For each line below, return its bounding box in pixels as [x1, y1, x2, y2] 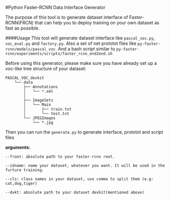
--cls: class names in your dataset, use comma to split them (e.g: [5, 177, 154, 182]
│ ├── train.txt [23, 107, 72, 112]
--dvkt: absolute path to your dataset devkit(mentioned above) [5, 190, 145, 195]
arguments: [5, 144, 31, 150]
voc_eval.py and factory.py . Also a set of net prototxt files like [5, 40, 136, 46]
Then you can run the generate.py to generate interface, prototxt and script [5, 129, 163, 135]
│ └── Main [23, 102, 51, 107]
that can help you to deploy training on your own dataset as [35, 20, 159, 26]
